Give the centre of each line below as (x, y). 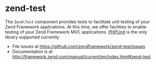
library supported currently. (33, 37)
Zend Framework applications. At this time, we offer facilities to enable (76, 26)
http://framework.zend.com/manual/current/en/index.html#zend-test (81, 56)
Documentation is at (32, 51)
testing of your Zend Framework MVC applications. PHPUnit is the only (76, 32)
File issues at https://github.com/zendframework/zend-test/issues (78, 46)
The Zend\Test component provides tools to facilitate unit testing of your (78, 22)
